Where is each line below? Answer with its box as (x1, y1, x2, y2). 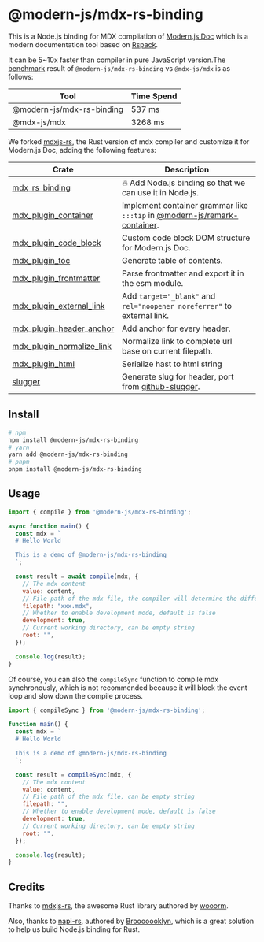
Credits (8, 880, 46, 893)
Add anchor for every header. (121, 323, 231, 334)
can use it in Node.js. (121, 187, 199, 198)
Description (164, 164, 210, 175)
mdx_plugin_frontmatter (12, 273, 101, 284)
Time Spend (130, 91, 178, 102)
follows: (8, 72, 34, 81)
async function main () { (8, 522, 90, 530)
